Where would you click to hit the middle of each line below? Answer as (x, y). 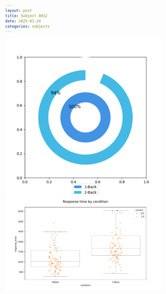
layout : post (19, 10)
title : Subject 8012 (27, 16)
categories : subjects (28, 26)
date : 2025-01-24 (23, 21)
